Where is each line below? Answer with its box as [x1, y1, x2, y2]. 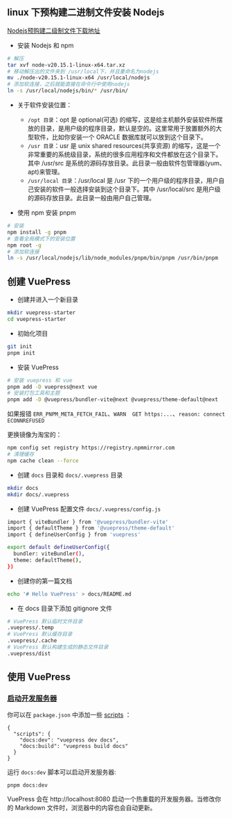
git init [7, 343, 33, 350]
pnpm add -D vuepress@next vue [7, 383, 98, 391]
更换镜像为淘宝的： [7, 430, 62, 439]
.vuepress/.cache [7, 637, 57, 644]
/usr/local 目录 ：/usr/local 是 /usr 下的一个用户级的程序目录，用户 [27, 177, 219, 185]
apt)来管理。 [27, 167, 64, 176]
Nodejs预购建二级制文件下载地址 [7, 26, 100, 35]
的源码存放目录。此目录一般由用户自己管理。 [27, 194, 156, 202]
